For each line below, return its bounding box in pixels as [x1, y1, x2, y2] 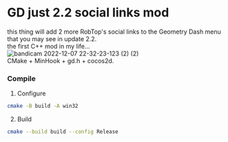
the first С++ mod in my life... [7, 42, 90, 50]
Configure [17, 89, 46, 97]
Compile [7, 73, 36, 83]
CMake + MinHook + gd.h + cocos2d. [7, 56, 114, 64]
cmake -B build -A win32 [7, 103, 79, 110]
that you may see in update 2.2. [7, 34, 97, 43]
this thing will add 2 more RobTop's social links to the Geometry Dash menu [7, 27, 222, 36]
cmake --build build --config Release [7, 128, 118, 135]
